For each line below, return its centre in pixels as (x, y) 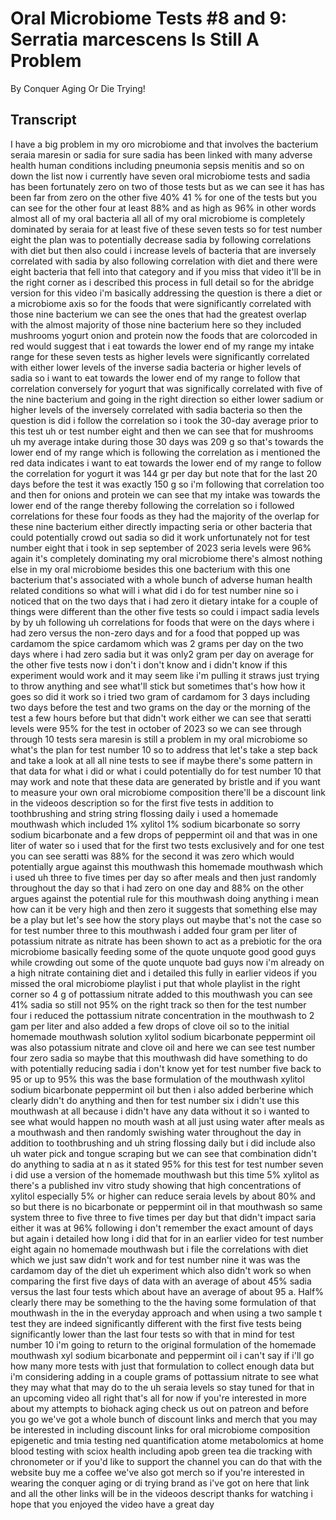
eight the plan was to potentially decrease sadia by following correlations (161, 239)
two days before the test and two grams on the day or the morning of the (160, 707)
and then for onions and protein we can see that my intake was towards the (165, 494)
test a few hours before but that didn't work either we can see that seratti (161, 718)
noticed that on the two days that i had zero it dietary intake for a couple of (164, 601)
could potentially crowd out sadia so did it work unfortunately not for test (160, 537)
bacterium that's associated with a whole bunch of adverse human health (161, 579)
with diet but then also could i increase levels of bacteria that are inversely (163, 250)
